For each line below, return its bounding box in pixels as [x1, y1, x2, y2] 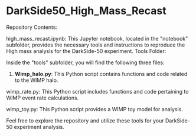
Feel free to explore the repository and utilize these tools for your [6, 117, 164, 124]
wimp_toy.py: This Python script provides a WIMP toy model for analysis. [6, 105, 183, 112]
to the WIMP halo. [14, 77, 58, 84]
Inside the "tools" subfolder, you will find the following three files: [6, 59, 165, 66]
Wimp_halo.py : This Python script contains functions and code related [14, 70, 188, 77]
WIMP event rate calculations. [6, 94, 79, 101]
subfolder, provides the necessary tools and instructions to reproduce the [6, 41, 185, 48]
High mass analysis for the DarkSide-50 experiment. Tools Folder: [6, 47, 166, 54]
